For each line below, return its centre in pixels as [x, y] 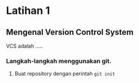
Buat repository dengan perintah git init [65, 74]
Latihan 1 [28, 11]
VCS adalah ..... [25, 46]
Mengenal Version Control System [70, 32]
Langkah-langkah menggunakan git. [59, 61]
